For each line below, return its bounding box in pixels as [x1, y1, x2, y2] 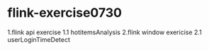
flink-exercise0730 [7, 5, 123, 21]
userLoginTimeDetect [7, 35, 71, 43]
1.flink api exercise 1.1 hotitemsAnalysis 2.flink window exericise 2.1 [7, 28, 202, 36]
